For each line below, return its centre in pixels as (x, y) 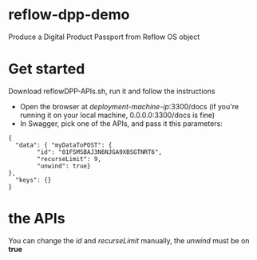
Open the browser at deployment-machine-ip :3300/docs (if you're (129, 106)
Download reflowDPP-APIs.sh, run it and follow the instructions (112, 91)
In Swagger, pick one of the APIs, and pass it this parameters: (121, 123)
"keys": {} (34, 180)
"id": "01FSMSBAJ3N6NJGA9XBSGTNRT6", (99, 152)
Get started (47, 69)
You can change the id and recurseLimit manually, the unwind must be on (129, 240)
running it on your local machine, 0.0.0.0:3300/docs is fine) (117, 115)
